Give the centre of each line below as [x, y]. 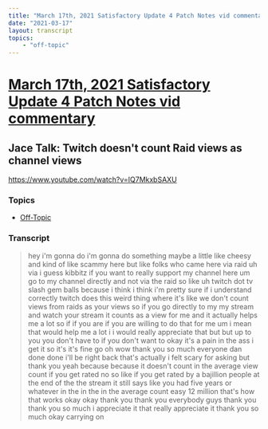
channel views [45, 160]
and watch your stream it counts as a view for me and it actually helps [142, 315]
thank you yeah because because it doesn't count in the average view [143, 366]
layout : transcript [41, 30]
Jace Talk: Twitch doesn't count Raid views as [125, 148]
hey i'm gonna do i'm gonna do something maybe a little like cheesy [139, 255]
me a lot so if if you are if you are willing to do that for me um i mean [140, 323]
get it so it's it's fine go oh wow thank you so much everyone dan [135, 348]
